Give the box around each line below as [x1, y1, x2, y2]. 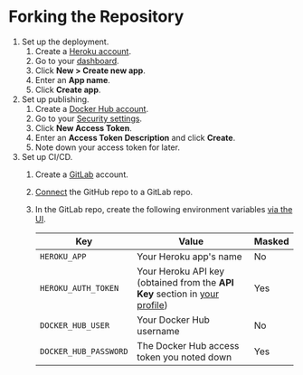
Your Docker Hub [137, 314, 210, 326]
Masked [253, 235, 289, 248]
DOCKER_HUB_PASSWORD [39, 346, 128, 356]
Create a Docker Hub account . [34, 103, 149, 114]
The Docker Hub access [137, 339, 240, 352]
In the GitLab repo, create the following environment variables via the [34, 203, 293, 214]
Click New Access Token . [34, 122, 132, 133]
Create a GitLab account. [34, 169, 128, 180]
